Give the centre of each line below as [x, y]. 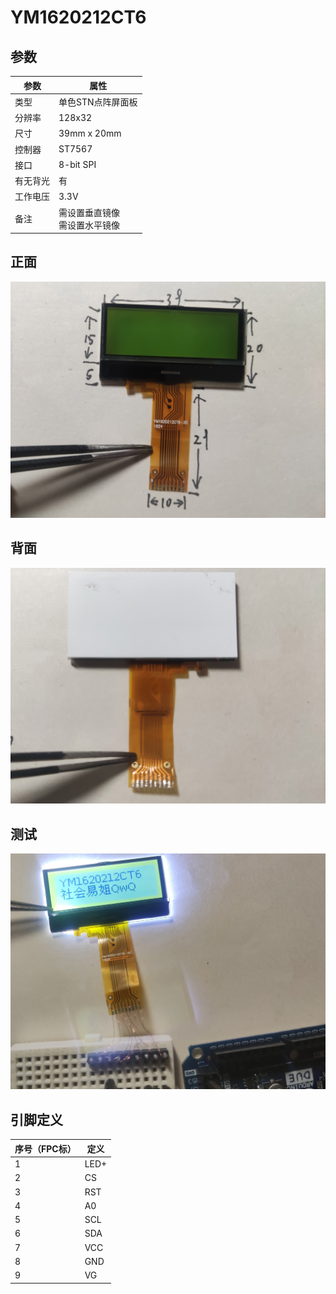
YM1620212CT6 [78, 17]
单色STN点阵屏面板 [98, 102]
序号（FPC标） [45, 1148]
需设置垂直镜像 [89, 212]
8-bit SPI [77, 165]
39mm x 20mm [90, 133]
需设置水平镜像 [89, 225]
